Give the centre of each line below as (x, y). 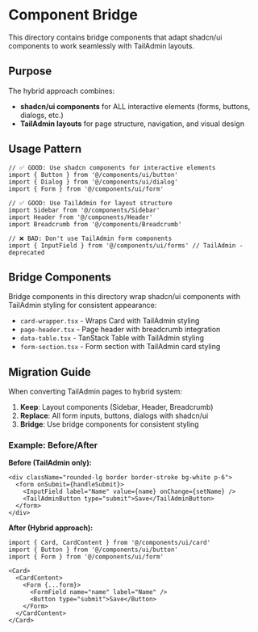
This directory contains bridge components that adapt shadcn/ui (115, 37)
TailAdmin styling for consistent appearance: (83, 305)
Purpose (30, 72)
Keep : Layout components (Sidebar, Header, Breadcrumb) (117, 407)
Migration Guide (50, 372)
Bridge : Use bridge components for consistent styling (109, 424)
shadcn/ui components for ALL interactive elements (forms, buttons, (135, 106)
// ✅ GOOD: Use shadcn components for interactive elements (112, 167)
